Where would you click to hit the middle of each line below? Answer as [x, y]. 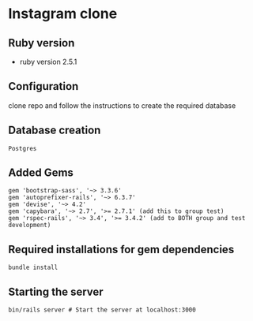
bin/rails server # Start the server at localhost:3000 [102, 310]
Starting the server [56, 291]
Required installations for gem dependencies [121, 249]
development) [30, 226]
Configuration [43, 86]
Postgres [23, 148]
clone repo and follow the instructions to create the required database [122, 105]
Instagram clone [63, 14]
